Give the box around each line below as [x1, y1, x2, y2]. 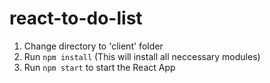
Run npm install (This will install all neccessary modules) [23, 50, 261, 62]
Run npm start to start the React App [23, 61, 176, 73]
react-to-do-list [9, 7, 143, 30]
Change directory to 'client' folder [23, 40, 164, 52]
